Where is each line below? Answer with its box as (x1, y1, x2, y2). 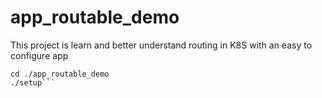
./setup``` (10, 77, 56, 88)
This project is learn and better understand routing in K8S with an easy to (10, 39, 313, 51)
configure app (10, 49, 69, 61)
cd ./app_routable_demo (10, 69, 110, 79)
